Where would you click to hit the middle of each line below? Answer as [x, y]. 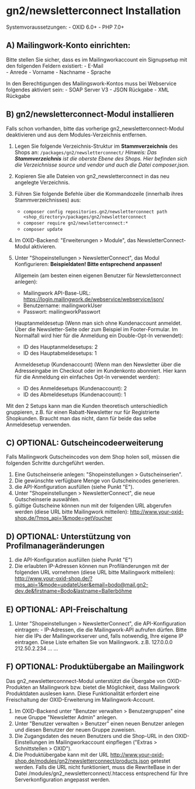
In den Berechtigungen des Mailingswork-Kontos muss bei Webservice [91, 83]
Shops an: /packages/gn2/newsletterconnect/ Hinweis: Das [86, 152]
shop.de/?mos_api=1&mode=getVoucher [63, 518]
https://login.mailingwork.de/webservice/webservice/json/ [94, 299]
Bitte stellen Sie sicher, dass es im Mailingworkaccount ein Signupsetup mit [97, 59]
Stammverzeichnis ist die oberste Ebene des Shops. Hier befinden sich [101, 158]
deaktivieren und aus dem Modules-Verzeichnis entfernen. [76, 135]
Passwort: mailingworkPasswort [62, 311]
